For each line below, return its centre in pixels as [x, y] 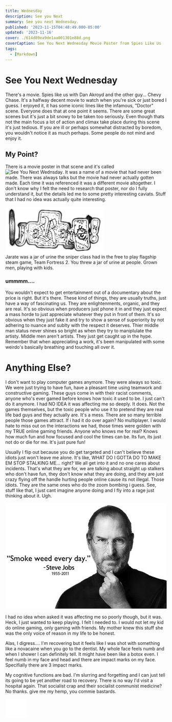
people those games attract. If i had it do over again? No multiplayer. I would [85, 420]
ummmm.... [20, 281]
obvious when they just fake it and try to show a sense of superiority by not [85, 320]
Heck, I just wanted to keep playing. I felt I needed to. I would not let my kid [84, 622]
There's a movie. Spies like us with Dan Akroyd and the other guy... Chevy [83, 95]
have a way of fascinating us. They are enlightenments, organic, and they [83, 303]
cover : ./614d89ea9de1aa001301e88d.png [48, 38]
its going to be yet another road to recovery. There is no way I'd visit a [79, 680]
